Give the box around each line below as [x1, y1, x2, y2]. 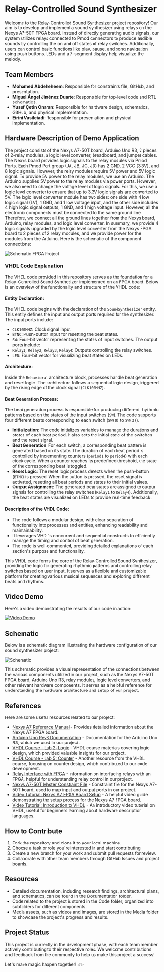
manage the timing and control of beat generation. [12, 537, 114, 543]
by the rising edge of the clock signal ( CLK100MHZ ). [5, 385, 105, 391]
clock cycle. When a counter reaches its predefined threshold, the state [12, 458, 157, 464]
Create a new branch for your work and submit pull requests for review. [12, 850, 156, 856]
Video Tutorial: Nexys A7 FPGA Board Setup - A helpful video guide [12, 792, 148, 798]
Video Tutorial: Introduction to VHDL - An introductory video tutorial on [12, 802, 155, 808]
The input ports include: [5, 317, 53, 323]
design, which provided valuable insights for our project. [12, 750, 126, 756]
